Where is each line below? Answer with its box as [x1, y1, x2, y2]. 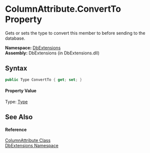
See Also [5, 113, 33, 121]
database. [5, 35, 25, 41]
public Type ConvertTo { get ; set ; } [5, 77, 82, 82]
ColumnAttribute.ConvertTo [5, 3, 121, 15]
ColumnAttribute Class [5, 137, 50, 143]
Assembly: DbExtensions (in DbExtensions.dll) [5, 50, 100, 56]
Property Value [5, 88, 37, 94]
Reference [5, 127, 27, 132]
